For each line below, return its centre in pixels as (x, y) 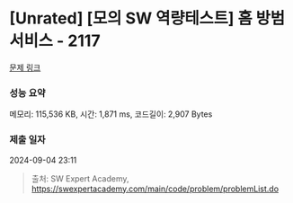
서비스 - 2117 (55, 41)
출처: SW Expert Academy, (80, 178)
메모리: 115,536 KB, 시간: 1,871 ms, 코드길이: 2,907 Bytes (111, 114)
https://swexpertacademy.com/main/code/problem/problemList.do (155, 189)
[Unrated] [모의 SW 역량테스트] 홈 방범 (147, 18)
